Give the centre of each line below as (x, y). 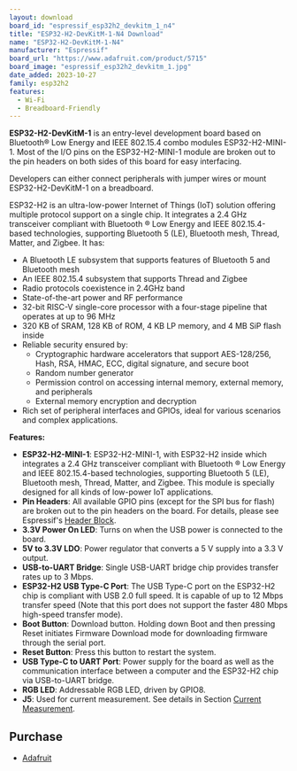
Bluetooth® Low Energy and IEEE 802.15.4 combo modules (116, 143)
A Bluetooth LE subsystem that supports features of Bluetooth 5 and (146, 260)
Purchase (36, 736)
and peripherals (64, 392)
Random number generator (84, 373)
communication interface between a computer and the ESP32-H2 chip (150, 671)
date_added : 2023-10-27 (53, 75)
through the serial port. (64, 642)
